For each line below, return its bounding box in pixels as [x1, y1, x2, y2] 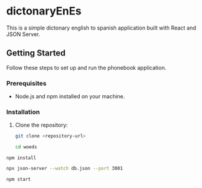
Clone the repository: [15, 122, 68, 129]
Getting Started [6, 48, 66, 58]
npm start [6, 176, 31, 182]
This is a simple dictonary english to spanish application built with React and [6, 24, 197, 31]
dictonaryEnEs [6, 4, 82, 18]
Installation [6, 107, 41, 116]
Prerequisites [6, 79, 47, 87]
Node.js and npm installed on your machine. [15, 93, 125, 100]
